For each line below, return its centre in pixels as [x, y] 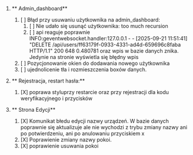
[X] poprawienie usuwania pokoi [59, 146]
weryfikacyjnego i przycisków [56, 98]
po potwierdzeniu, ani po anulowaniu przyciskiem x [82, 133]
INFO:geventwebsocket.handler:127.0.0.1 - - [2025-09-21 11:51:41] [108, 38]
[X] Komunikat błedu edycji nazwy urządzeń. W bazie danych [94, 121]
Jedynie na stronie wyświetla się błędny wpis [84, 57]
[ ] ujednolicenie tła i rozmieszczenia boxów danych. [84, 69]
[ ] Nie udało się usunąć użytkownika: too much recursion [99, 26]
